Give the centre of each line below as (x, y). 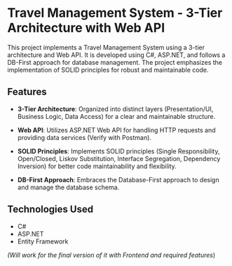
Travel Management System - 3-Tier (115, 13)
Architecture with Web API (86, 28)
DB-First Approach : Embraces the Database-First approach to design (118, 179)
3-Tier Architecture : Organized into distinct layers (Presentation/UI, (115, 109)
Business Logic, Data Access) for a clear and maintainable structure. (116, 116)
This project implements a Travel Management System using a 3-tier (106, 47)
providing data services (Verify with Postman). (84, 137)
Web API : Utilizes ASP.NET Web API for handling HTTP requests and (116, 130)
